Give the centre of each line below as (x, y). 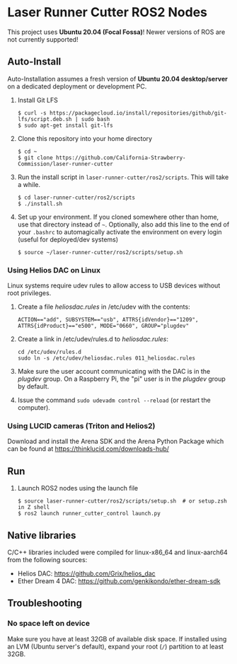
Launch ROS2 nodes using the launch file (78, 488)
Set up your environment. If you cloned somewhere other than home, (118, 217)
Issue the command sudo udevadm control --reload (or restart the (114, 400)
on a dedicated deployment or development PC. (77, 86)
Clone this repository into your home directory (85, 138)
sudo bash (96, 119)
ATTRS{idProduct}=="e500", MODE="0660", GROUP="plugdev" (103, 326)
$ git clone (35, 158)
